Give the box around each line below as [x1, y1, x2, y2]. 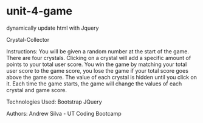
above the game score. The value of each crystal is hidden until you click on [6, 73, 198, 81]
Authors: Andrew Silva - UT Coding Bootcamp [6, 110, 122, 117]
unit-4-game [6, 4, 73, 18]
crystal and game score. [6, 86, 67, 93]
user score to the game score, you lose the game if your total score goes [6, 67, 188, 74]
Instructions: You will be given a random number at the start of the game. [6, 47, 190, 55]
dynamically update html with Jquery [6, 24, 99, 32]
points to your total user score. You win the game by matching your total [6, 61, 187, 68]
